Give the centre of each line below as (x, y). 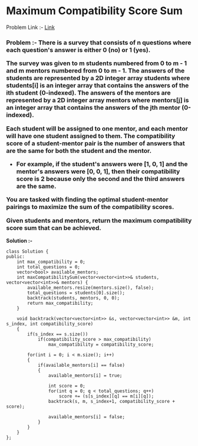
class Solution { (27, 252)
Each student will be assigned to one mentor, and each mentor (97, 128)
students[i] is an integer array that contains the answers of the (98, 86)
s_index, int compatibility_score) (50, 324)
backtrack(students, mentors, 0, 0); (73, 298)
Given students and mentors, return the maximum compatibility (99, 220)
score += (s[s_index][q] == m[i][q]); (106, 396)
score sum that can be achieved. (54, 227)
